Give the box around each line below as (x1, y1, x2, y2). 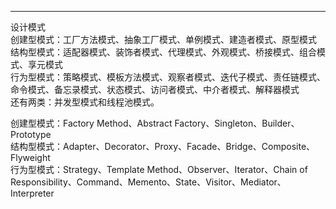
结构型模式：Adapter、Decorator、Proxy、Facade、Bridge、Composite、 (10, 141, 316, 152)
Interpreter (10, 187, 55, 199)
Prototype (10, 129, 52, 140)
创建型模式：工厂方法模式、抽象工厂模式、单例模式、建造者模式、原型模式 (10, 34, 317, 45)
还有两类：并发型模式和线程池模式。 (10, 96, 160, 108)
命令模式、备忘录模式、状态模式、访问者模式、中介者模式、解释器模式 (10, 84, 300, 95)
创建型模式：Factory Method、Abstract (10, 117, 173, 129)
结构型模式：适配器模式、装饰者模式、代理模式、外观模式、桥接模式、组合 (10, 46, 317, 58)
